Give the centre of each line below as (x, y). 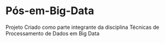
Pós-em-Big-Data (50, 11)
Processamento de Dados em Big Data (53, 33)
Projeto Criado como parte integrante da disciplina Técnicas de (82, 27)
